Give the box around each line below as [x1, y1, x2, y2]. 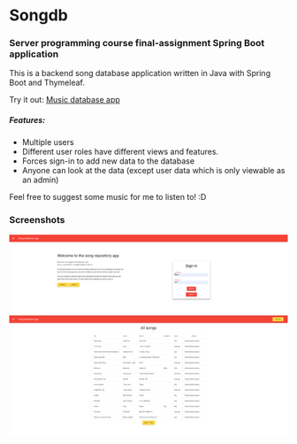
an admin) [21, 174, 59, 186]
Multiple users [21, 137, 74, 148]
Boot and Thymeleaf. [9, 77, 86, 88]
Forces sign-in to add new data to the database [21, 156, 195, 166]
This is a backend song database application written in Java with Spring [9, 68, 271, 79]
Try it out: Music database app [9, 95, 121, 105]
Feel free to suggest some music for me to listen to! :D [9, 192, 207, 203]
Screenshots [9, 214, 65, 226]
